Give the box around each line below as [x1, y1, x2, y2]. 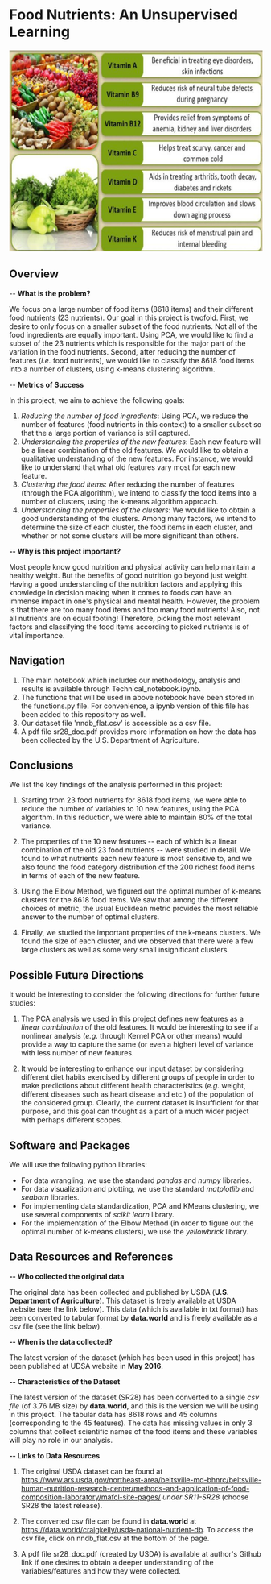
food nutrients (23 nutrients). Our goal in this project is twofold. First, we [9, 313, 248, 322]
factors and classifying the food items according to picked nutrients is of [9, 622, 250, 632]
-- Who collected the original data [9, 1271, 125, 1281]
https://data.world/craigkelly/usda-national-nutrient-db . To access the [20, 1524, 254, 1534]
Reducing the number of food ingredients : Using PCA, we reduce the [20, 411, 248, 421]
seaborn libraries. [20, 1192, 80, 1202]
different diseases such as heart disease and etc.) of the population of [20, 1089, 254, 1099]
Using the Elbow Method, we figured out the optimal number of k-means [20, 886, 261, 896]
